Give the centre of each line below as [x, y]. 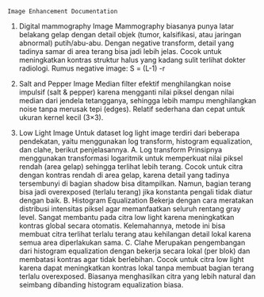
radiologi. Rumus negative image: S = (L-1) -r [92, 68]
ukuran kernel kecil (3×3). [61, 118]
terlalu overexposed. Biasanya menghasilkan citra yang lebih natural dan [137, 276]
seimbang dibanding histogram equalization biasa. [101, 285]
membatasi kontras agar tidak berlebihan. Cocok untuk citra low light [131, 259]
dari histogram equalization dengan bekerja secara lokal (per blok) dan [134, 251]
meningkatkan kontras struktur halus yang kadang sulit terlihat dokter [132, 60]
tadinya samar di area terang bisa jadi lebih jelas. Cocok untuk [120, 51]
